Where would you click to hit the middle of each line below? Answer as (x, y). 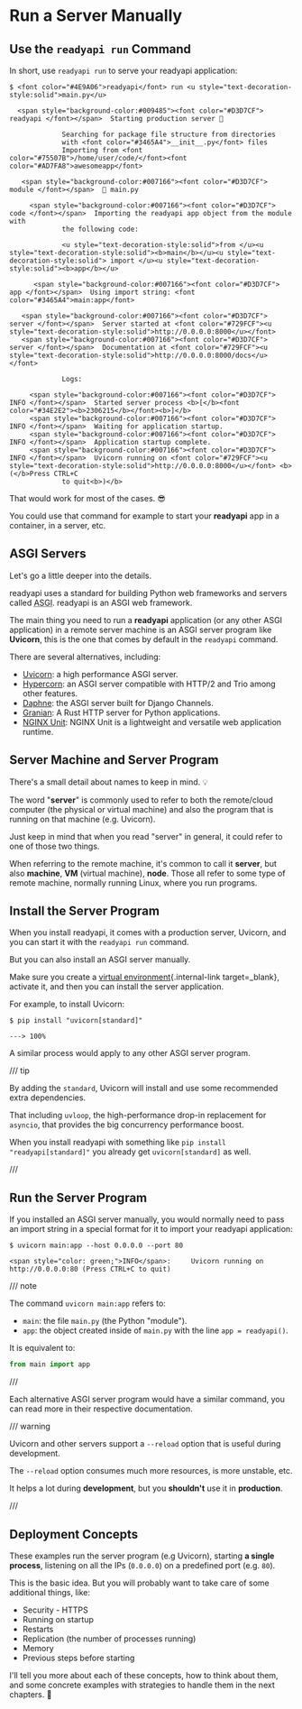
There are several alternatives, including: (85, 657)
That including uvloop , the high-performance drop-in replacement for (138, 1116)
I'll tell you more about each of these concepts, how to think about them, (144, 1675)
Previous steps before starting (78, 1658)
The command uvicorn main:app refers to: (88, 1303)
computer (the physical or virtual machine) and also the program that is (142, 809)
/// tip (19, 1070)
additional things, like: (50, 1592)
